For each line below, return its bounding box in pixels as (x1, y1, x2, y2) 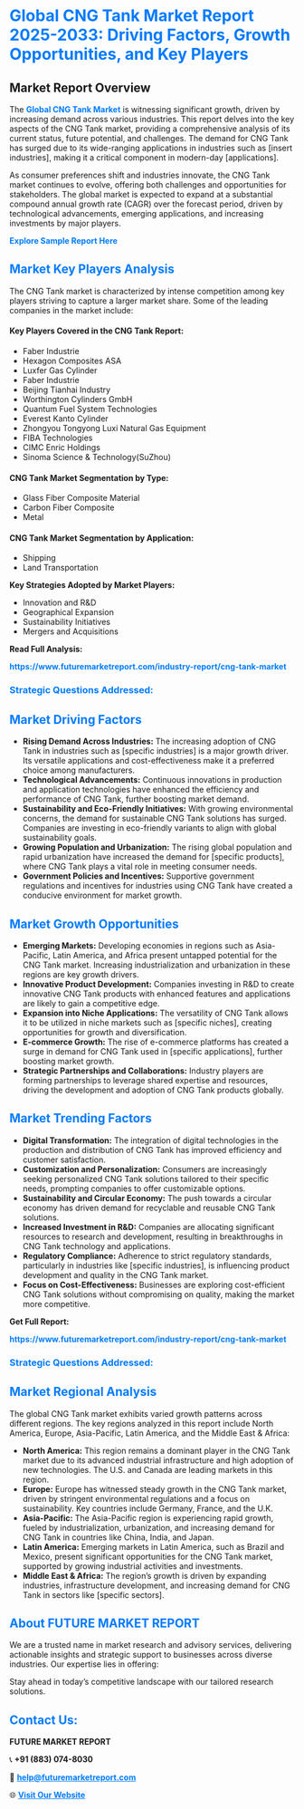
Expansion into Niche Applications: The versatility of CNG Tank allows (22, 1007, 289, 1018)
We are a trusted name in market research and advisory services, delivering (9, 1640, 292, 1650)
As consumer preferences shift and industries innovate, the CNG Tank (9, 169, 271, 180)
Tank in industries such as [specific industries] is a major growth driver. (22, 746, 290, 756)
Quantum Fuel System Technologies (22, 404, 157, 415)
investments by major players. (9, 218, 121, 228)
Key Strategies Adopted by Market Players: (9, 580, 176, 591)
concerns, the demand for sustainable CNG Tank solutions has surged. (22, 813, 287, 824)
